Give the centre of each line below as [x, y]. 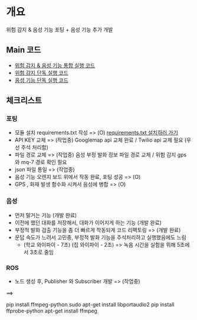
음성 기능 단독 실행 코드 [42, 80]
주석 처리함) [35, 148]
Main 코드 [24, 50]
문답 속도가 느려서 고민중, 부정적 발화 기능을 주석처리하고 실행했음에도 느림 [101, 237]
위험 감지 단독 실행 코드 [42, 73]
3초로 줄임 [42, 252]
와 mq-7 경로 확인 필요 [41, 162]
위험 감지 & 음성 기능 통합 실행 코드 [55, 65]
